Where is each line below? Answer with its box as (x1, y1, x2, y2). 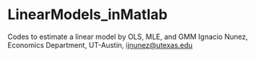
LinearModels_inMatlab (7, 6, 168, 24)
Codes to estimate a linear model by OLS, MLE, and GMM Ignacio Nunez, (7, 32, 249, 41)
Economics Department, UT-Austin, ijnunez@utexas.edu (7, 40, 193, 49)
